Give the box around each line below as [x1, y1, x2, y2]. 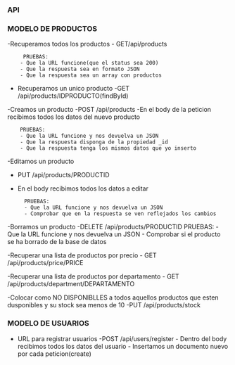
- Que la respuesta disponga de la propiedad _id [20, 139, 169, 146]
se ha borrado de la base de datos [7, 238, 107, 246]
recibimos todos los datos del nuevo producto [7, 113, 141, 121]
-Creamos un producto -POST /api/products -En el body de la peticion [7, 105, 212, 114]
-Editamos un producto [7, 157, 75, 166]
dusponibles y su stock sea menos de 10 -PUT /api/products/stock [7, 301, 201, 309]
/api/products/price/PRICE [7, 259, 84, 267]
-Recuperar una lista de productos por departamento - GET [7, 272, 179, 281]
